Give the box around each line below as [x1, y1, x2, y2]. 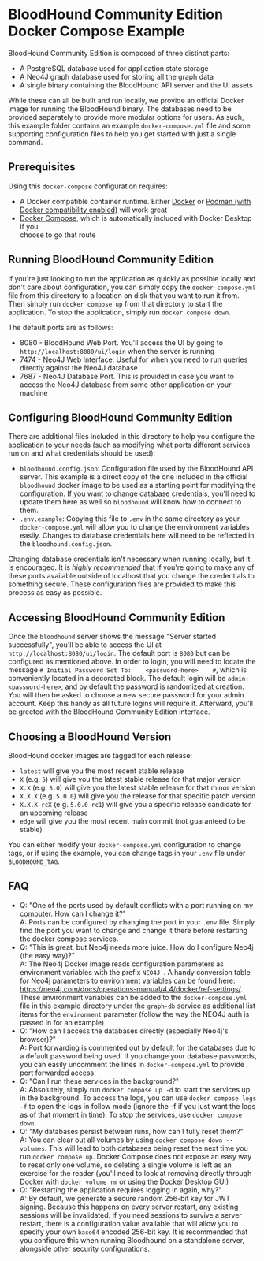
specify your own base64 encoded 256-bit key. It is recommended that [19, 1227, 248, 1237]
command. [8, 137, 43, 147]
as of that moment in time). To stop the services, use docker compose [19, 1110, 243, 1119]
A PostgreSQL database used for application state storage [19, 63, 209, 73]
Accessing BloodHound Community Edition [8, 611, 225, 624]
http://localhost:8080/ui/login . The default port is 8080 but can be [8, 649, 231, 658]
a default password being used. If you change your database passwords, [19, 1051, 257, 1061]
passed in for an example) [19, 1017, 105, 1027]
